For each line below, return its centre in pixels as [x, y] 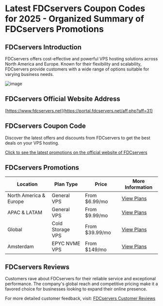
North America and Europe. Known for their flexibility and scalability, [73, 64]
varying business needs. [30, 74]
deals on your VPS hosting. [32, 143]
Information [139, 187]
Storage [61, 230]
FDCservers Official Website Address [63, 99]
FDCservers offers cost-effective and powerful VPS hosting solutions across [81, 59]
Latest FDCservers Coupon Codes [75, 9]
